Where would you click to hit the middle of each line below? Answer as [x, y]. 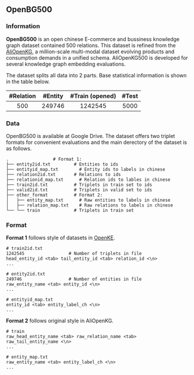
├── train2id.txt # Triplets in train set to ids [79, 185]
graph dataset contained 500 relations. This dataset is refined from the [91, 45]
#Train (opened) [93, 96]
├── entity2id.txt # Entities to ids [62, 164]
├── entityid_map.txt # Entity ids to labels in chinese [86, 169]
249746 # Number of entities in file [74, 279]
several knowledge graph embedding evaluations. [66, 64]
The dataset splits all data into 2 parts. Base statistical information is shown [96, 75]
